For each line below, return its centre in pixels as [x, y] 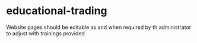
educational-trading [57, 11]
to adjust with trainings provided [45, 33]
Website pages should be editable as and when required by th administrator [99, 27]
